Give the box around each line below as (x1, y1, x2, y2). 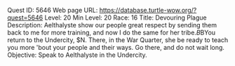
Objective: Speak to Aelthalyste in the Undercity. (7, 51, 147, 59)
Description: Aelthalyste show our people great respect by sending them (7, 21, 217, 29)
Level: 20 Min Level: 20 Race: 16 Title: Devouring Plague (44, 13, 207, 22)
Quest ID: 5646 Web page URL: (7, 6, 98, 14)
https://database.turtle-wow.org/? (99, 6, 197, 14)
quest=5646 (7, 13, 43, 22)
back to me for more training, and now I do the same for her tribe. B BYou (7, 28, 216, 37)
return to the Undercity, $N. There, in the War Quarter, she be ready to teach (7, 36, 229, 44)
